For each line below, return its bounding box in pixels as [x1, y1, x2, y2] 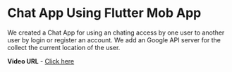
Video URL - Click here [7, 56, 75, 65]
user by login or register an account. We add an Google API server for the [7, 35, 221, 44]
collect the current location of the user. [7, 43, 121, 52]
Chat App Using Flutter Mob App [7, 5, 202, 21]
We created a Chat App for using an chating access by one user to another [7, 28, 225, 37]
